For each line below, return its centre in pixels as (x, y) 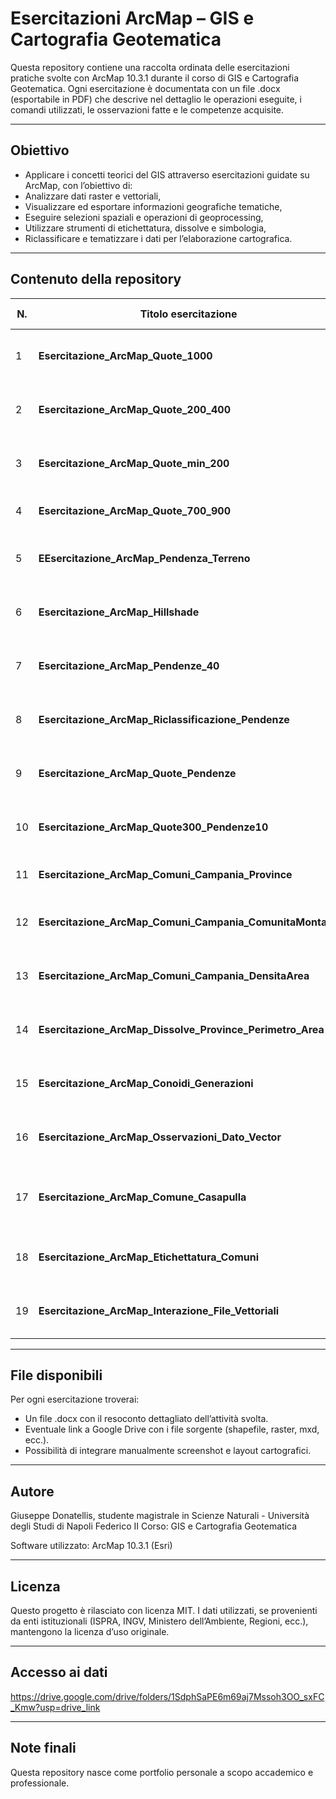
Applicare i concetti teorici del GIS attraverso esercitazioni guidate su (167, 174)
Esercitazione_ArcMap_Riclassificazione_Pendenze (164, 719)
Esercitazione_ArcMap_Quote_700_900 (134, 510)
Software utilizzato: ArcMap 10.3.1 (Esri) (91, 1546)
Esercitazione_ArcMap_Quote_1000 (125, 355)
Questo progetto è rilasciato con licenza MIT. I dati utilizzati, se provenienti (164, 1610)
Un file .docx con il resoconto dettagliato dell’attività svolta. (146, 1419)
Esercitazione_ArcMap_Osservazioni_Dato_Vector (160, 1137)
